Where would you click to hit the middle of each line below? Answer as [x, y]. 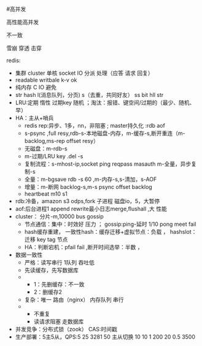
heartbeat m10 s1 [46, 194]
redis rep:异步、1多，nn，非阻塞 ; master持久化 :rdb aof [95, 125]
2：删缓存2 [48, 292]
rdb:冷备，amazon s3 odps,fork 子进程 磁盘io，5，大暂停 [87, 201]
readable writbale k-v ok [46, 80]
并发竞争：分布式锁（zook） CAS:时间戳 [66, 329]
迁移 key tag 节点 [46, 239]
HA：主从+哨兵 [34, 118]
